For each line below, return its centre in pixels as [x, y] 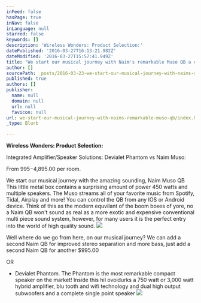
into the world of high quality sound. [51, 226]
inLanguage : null [28, 28]
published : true [26, 79]
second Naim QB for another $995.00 [53, 250]
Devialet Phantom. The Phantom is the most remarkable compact [95, 274]
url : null [24, 106]
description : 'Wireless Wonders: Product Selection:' [75, 46]
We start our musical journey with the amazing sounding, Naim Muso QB [96, 181]
